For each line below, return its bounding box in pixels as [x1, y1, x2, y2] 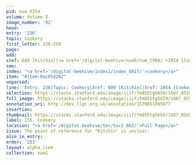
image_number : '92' [6, 19, 54, 25]
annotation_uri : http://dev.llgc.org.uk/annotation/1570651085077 [6, 101, 171, 107]
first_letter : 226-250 [6, 42, 61, 47]
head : [6, 25, 19, 31]
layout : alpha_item [6, 145, 54, 150]
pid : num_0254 [6, 8, 41, 15]
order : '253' [6, 139, 38, 145]
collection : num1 [6, 150, 48, 156]
